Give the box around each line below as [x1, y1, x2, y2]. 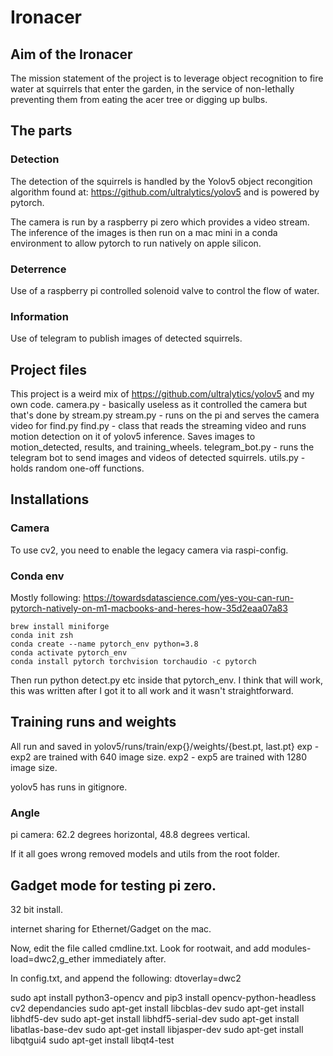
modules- [271, 942, 312, 954]
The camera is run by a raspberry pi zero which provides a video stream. [10, 216, 310, 228]
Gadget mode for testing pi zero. [10, 877, 217, 894]
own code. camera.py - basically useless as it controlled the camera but [10, 399, 308, 411]
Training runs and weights [10, 714, 177, 731]
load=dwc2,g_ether [10, 953, 91, 965]
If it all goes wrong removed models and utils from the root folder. [10, 848, 280, 860]
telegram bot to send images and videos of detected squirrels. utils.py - [10, 452, 306, 464]
